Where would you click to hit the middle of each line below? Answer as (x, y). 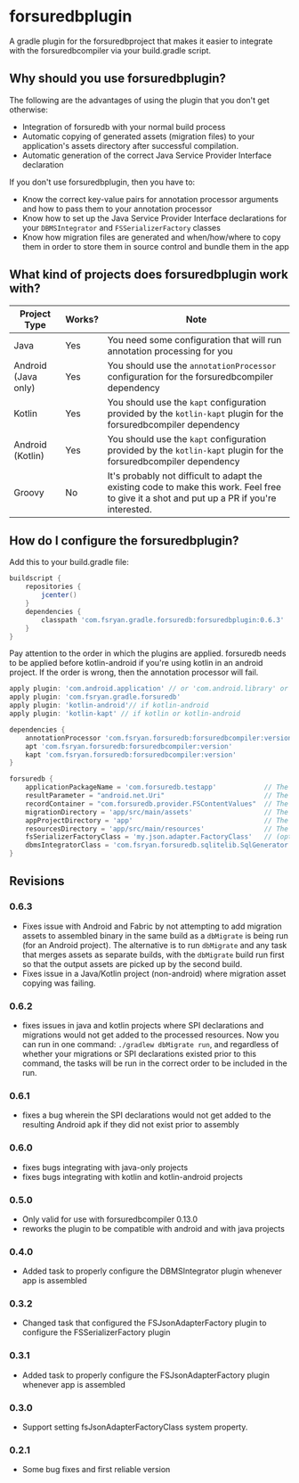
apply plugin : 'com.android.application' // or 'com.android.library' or (149, 689)
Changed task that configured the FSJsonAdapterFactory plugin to (144, 1323)
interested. (130, 509)
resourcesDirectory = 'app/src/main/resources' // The (157, 829)
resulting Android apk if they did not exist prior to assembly (131, 1125)
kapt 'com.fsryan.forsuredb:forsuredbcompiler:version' (131, 755)
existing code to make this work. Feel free (194, 487)
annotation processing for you (170, 351)
